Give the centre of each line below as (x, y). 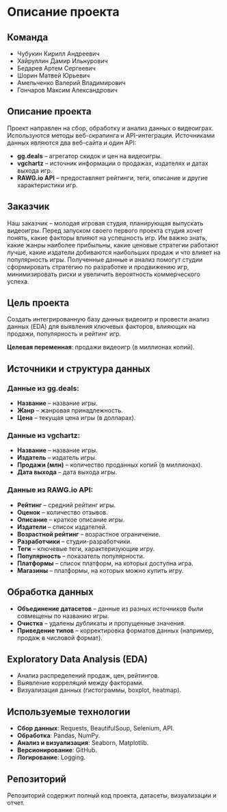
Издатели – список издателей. (62, 527)
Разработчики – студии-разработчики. (74, 541)
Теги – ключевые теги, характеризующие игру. (86, 548)
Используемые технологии (69, 712)
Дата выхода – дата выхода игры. (67, 472)
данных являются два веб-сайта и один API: (72, 143)
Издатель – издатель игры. (57, 458)
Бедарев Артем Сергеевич (56, 68)
